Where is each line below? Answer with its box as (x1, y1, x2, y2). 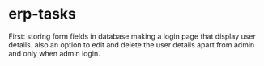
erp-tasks (8, 5, 77, 23)
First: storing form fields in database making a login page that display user (8, 31, 257, 41)
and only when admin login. (8, 48, 101, 58)
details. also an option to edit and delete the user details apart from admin (8, 39, 255, 49)
